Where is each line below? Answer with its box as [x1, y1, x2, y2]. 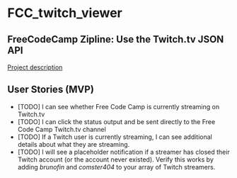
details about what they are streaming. [17, 140, 130, 148]
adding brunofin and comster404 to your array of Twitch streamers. [17, 162, 216, 171]
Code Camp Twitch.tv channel [17, 125, 106, 133]
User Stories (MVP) [7, 84, 94, 96]
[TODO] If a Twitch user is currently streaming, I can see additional [17, 133, 212, 141]
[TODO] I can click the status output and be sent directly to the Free [17, 117, 216, 126]
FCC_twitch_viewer [7, 5, 122, 21]
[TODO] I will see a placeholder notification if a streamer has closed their [17, 148, 230, 156]
